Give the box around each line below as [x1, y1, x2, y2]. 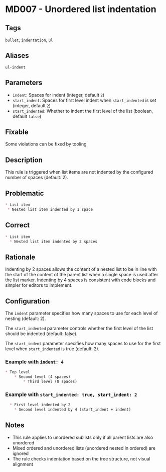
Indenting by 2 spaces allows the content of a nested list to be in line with [5, 266, 157, 272]
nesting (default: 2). [5, 316, 46, 322]
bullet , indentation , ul [5, 37, 53, 43]
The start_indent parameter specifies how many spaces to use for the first [5, 341, 161, 346]
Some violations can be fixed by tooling [5, 141, 87, 147]
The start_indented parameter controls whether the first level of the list [5, 326, 153, 331]
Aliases [5, 51, 29, 60]
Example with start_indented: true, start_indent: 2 [5, 391, 137, 398]
